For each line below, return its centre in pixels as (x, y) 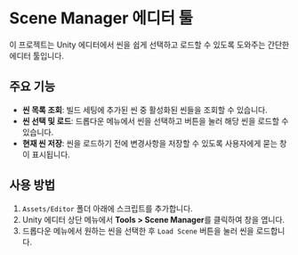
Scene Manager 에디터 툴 (101, 18)
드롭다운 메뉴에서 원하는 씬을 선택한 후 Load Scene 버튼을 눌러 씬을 (138, 230)
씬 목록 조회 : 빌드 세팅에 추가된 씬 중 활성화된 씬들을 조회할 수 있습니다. (145, 110)
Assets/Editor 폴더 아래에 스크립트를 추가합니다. (107, 208)
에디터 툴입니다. (37, 55)
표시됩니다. (51, 154)
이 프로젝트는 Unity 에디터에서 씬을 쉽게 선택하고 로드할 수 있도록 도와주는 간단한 (149, 45)
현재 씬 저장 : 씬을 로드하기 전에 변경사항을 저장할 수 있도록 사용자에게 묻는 (150, 143)
